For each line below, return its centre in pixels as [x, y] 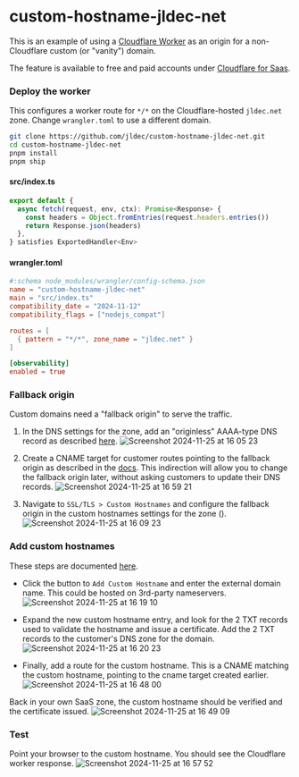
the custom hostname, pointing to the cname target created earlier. [145, 675]
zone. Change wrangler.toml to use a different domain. [110, 120]
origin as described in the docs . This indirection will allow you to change [155, 468]
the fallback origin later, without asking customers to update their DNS [151, 477]
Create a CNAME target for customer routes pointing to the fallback [146, 459]
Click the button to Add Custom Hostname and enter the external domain [151, 583]
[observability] [39, 364]
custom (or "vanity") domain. [103, 50]
